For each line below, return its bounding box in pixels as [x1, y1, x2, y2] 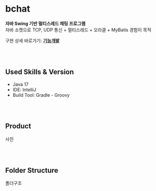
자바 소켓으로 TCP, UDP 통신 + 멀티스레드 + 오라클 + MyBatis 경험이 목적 [5, 26, 151, 33]
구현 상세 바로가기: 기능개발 [5, 37, 60, 44]
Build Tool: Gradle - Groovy [12, 92, 70, 98]
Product [5, 122, 32, 131]
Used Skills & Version [5, 68, 74, 77]
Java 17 [12, 81, 29, 87]
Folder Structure [5, 166, 58, 175]
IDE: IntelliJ [12, 87, 37, 93]
